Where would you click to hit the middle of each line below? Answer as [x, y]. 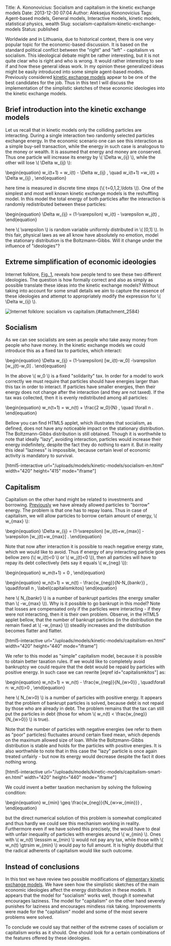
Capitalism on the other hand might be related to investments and [74, 499]
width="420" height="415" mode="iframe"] [51, 471]
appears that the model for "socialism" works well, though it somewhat [80, 895]
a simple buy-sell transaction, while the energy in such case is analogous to [85, 146]
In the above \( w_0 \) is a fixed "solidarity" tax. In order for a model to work [84, 376]
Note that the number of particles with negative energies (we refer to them [83, 729]
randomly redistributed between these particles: [56, 204]
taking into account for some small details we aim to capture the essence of [85, 290]
